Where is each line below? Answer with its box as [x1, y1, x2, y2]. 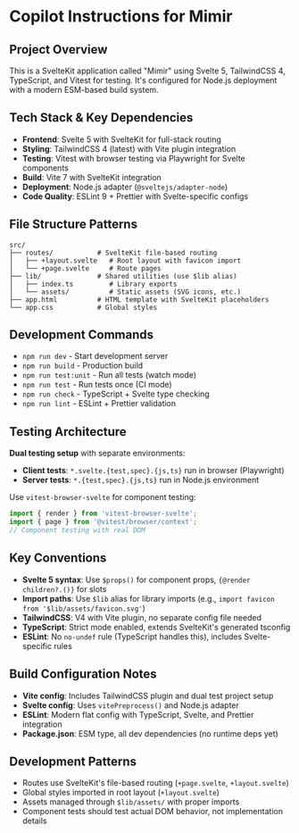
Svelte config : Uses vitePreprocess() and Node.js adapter [21, 699, 239, 711]
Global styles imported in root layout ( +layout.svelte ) [21, 787, 220, 798]
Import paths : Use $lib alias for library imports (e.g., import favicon [21, 593, 275, 604]
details [21, 815, 47, 827]
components [21, 162, 69, 173]
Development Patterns [9, 754, 137, 769]
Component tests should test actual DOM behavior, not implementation [21, 806, 284, 817]
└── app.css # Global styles [9, 303, 158, 312]
